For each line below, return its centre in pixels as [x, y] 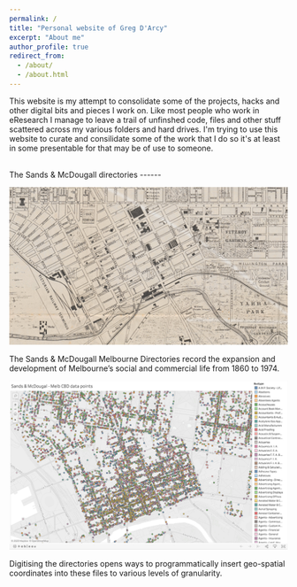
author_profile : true [49, 47]
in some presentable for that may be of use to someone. [111, 148]
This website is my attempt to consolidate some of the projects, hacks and [145, 101]
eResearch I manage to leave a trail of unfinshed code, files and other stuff [145, 120]
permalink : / [33, 19]
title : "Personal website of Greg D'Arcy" [88, 28]
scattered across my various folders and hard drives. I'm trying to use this [144, 129]
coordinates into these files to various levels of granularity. [116, 573]
